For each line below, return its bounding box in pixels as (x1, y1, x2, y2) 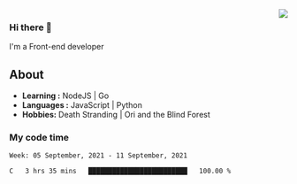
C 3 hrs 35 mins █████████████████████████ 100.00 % (9, 167, 232, 176)
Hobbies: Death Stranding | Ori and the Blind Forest (21, 110, 210, 120)
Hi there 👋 (9, 21, 53, 34)
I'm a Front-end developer (9, 42, 104, 52)
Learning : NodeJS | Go (21, 90, 110, 101)
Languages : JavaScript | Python (21, 100, 143, 111)
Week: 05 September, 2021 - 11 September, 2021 (9, 151, 188, 160)
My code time (9, 132, 69, 144)
